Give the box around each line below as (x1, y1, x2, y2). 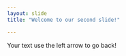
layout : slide (7, 10, 48, 17)
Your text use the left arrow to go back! (7, 41, 117, 49)
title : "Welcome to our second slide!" (7, 16, 121, 23)
